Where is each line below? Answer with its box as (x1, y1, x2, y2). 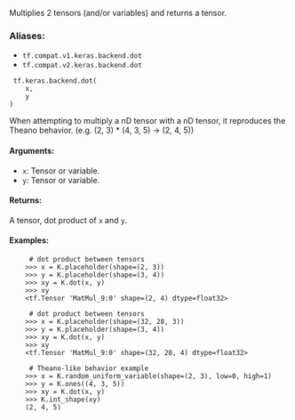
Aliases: (9, 29, 46, 42)
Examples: (9, 235, 49, 246)
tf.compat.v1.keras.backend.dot (21, 52, 142, 61)
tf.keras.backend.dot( (12, 77, 98, 85)
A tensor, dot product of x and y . (9, 214, 127, 225)
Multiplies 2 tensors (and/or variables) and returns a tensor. (9, 8, 227, 18)
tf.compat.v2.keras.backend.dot (21, 61, 142, 70)
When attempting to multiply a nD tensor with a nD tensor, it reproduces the (9, 116, 286, 126)
